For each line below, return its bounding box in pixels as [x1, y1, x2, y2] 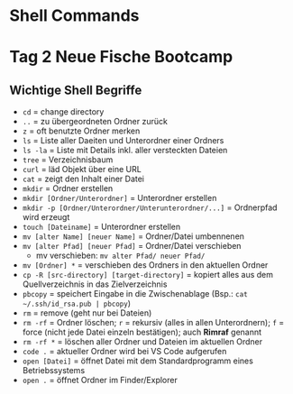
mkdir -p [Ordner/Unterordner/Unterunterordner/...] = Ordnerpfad [22, 202, 278, 213]
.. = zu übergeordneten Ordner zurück [22, 116, 169, 127]
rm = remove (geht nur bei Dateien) [22, 307, 152, 318]
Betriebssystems [22, 365, 86, 376]
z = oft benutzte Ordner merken [22, 125, 141, 136]
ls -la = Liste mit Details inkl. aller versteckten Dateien [22, 145, 228, 156]
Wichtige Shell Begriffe [9, 82, 142, 97]
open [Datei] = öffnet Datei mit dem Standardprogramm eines [22, 355, 254, 366]
